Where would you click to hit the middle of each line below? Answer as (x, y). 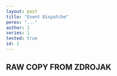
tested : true (22, 38)
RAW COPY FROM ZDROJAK (59, 67)
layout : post (22, 11)
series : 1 (18, 33)
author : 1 (18, 28)
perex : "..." (22, 22)
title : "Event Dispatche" (37, 17)
